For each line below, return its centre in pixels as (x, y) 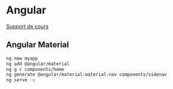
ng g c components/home (35, 69)
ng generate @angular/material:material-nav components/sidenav (86, 75)
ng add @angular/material (38, 64)
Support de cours (27, 26)
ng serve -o (21, 80)
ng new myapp (22, 58)
